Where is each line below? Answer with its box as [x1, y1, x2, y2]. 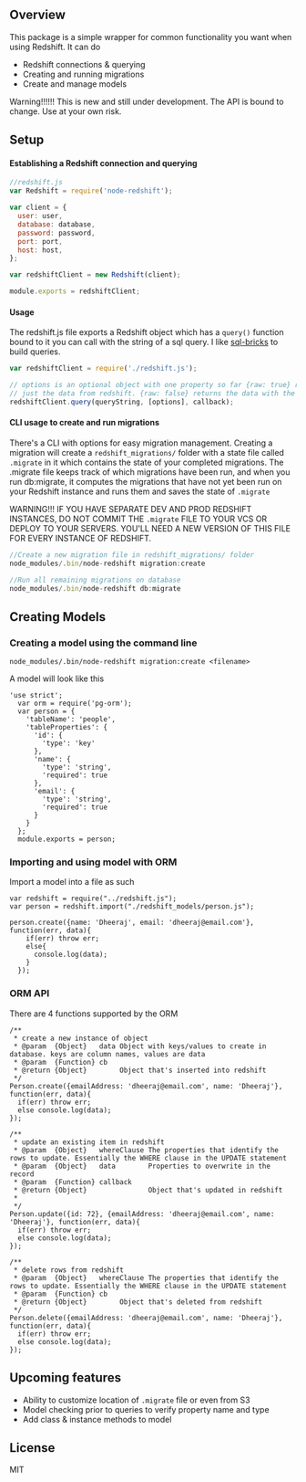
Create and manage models [22, 78, 127, 89]
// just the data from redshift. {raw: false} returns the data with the [9, 388, 296, 398]
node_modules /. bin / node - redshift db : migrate [9, 583, 181, 593]
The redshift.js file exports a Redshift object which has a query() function [9, 327, 284, 338]
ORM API [9, 987, 50, 1000]
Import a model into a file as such [9, 877, 135, 888]
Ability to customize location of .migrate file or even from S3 [22, 1394, 250, 1405]
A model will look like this [9, 673, 105, 684]
